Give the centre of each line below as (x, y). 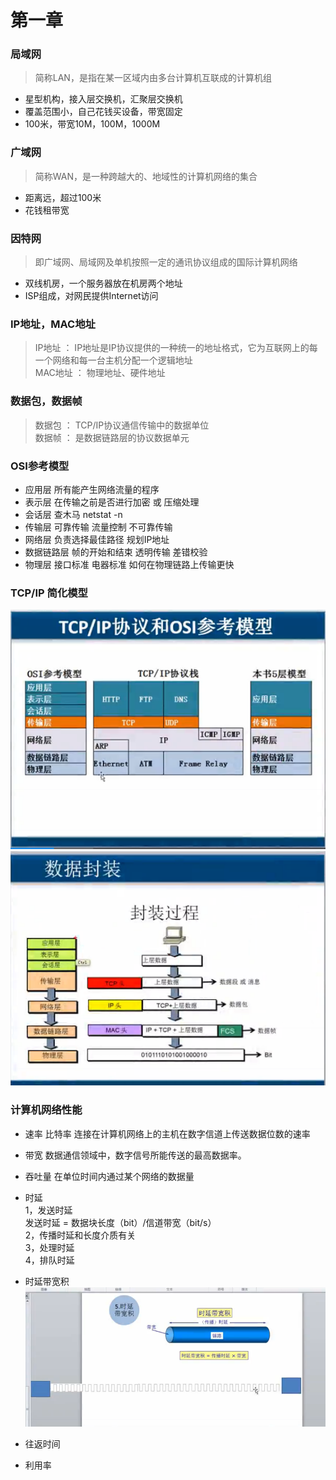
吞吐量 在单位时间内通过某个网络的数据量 (109, 1176)
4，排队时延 (49, 1260)
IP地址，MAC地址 (53, 324)
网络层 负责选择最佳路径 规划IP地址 (97, 539)
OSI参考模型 (40, 466)
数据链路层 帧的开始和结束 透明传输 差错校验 (116, 552)
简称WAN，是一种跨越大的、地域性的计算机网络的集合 (146, 176)
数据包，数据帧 (46, 401)
